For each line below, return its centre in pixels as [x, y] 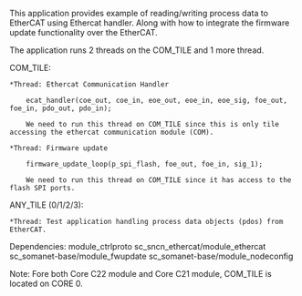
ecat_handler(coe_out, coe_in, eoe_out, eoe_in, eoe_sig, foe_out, [156, 100]
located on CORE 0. [47, 283]
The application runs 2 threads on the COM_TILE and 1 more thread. [137, 50]
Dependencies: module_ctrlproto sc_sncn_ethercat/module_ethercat [138, 246]
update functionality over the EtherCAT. [83, 32]
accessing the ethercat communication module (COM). [112, 132]
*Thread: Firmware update [58, 148]
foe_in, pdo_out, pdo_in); [61, 108]
